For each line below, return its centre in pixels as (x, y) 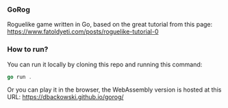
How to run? (28, 49)
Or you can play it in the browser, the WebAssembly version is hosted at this (114, 90)
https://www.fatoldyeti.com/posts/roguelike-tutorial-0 (83, 31)
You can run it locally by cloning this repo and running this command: (105, 64)
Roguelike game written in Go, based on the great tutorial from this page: (110, 25)
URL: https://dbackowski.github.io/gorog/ (66, 97)
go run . (20, 77)
